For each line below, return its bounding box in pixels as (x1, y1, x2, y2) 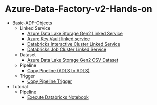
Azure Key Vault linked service (27, 36, 90, 42)
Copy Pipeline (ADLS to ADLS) (27, 67, 90, 73)
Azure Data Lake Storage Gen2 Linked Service (27, 30, 123, 36)
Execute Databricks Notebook (27, 94, 89, 100)
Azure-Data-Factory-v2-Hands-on (5, 3, 152, 15)
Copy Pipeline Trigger (27, 78, 72, 84)
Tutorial (12, 83, 28, 89)
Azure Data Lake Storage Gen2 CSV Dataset (27, 57, 119, 63)
